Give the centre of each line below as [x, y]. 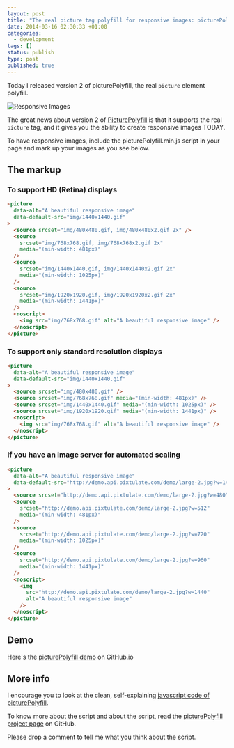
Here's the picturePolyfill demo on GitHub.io [70, 657]
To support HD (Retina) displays [62, 189]
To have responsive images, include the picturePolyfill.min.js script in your [114, 141]
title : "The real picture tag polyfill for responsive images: [101, 20]
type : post [23, 59]
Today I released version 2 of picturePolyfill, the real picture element [106, 85]
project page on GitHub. [42, 724]
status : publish [31, 53]
